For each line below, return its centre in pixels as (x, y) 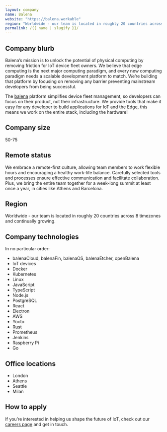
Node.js (20, 295)
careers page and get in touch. (37, 424)
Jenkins (20, 338)
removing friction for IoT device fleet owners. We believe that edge (74, 66)
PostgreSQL (25, 300)
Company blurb (30, 48)
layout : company (22, 10)
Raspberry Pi (26, 343)
